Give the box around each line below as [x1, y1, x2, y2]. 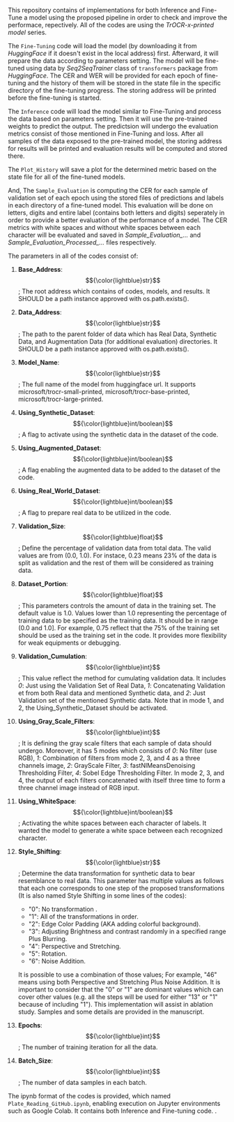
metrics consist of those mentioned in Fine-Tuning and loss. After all [8, 129, 204, 138]
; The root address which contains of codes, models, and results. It [17, 287, 210, 296]
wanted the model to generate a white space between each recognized [17, 826, 224, 834]
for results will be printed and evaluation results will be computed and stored [8, 145, 228, 152]
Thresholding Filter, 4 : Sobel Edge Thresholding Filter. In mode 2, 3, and [17, 768, 225, 777]
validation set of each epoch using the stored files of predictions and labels [8, 194, 224, 202]
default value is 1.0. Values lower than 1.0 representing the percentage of [17, 609, 227, 617]
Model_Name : [17, 358, 60, 366]
